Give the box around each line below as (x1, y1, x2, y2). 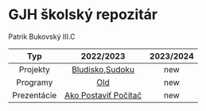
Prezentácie (12, 90, 57, 101)
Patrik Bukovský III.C (8, 32, 76, 41)
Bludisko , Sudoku (71, 63, 135, 75)
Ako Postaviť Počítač (64, 90, 142, 101)
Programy (15, 77, 53, 88)
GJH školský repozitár (8, 6, 157, 24)
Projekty (18, 63, 50, 75)
